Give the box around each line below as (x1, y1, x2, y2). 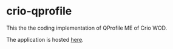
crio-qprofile (6, 4, 72, 18)
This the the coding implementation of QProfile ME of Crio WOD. (6, 24, 168, 31)
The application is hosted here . (6, 36, 84, 43)
